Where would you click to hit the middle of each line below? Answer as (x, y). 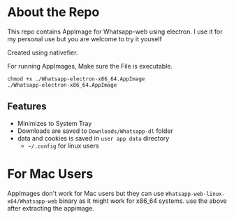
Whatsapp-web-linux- (195, 194)
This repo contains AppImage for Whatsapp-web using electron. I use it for (115, 31)
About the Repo (53, 12)
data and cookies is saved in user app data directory (93, 138)
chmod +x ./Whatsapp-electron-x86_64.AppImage (76, 79)
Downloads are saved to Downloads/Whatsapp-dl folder (95, 131)
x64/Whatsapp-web (32, 201)
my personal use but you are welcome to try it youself (85, 38)
